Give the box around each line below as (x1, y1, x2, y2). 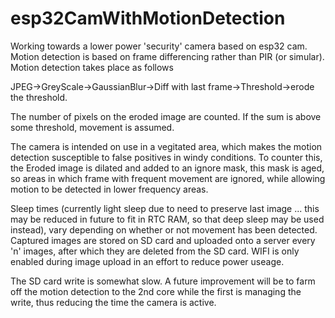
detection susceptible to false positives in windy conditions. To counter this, (10, 151, 323, 163)
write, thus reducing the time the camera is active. (10, 296, 217, 308)
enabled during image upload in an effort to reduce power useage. (10, 255, 285, 267)
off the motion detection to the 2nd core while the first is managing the (10, 285, 302, 297)
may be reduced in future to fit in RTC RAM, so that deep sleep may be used (10, 213, 325, 225)
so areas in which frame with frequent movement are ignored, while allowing (10, 172, 326, 184)
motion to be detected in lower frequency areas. (10, 183, 209, 195)
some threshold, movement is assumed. (10, 121, 175, 133)
